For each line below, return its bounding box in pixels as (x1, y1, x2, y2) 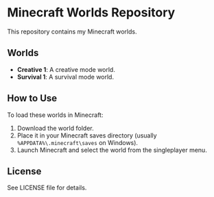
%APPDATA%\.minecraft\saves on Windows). (16, 138, 139, 146)
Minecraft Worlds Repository (7, 5, 176, 21)
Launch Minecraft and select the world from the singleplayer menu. (16, 146, 207, 154)
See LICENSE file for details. (7, 183, 87, 192)
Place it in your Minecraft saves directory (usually (16, 131, 157, 140)
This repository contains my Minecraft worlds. (7, 27, 137, 36)
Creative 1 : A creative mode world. (16, 65, 115, 73)
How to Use (7, 92, 58, 104)
